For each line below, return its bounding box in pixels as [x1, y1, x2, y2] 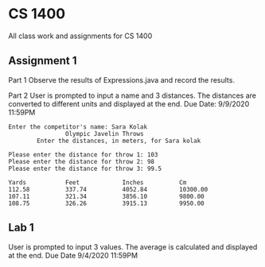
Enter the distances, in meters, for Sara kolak [37, 137, 201, 145]
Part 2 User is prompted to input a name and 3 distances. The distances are [8, 91, 257, 100]
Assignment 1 [8, 54, 77, 68]
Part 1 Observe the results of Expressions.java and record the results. [8, 75, 235, 84]
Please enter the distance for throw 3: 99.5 [8, 164, 162, 172]
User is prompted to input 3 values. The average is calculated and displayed [8, 242, 258, 251]
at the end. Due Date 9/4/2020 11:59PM [8, 250, 138, 260]
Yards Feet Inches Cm [8, 178, 187, 187]
